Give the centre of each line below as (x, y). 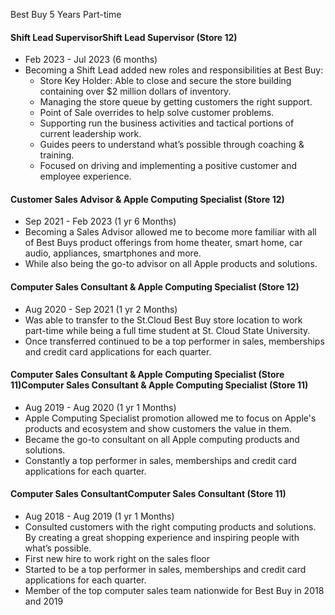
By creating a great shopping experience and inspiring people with (162, 538)
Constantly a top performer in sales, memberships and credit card (160, 460)
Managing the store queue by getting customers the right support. (176, 102)
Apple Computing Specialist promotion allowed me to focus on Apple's (170, 418)
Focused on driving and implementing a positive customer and (168, 166)
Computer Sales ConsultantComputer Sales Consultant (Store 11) (148, 494)
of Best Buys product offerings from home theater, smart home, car (163, 243)
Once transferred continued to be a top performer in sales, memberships (174, 341)
